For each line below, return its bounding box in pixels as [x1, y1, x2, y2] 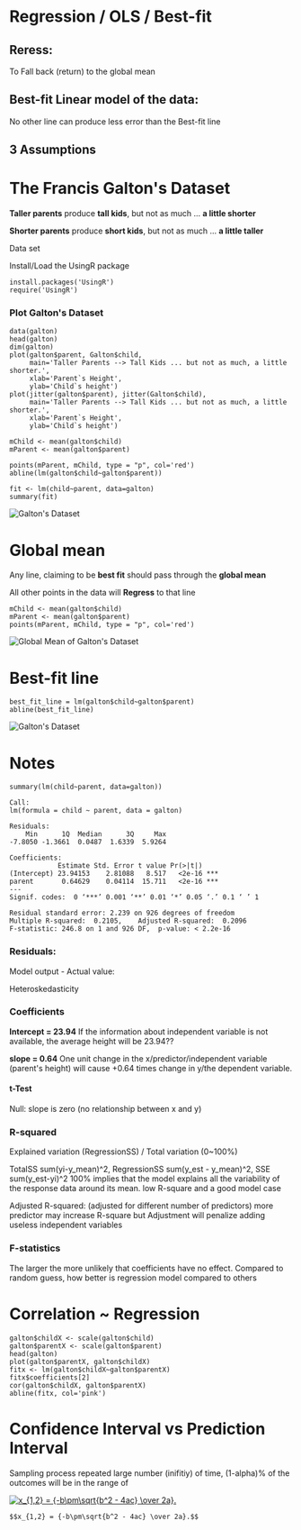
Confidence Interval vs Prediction [9, 1418, 266, 1439]
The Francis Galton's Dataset [9, 178, 231, 199]
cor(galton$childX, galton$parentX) [9, 1380, 146, 1389]
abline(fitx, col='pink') [9, 1389, 106, 1398]
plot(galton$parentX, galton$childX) [9, 1357, 151, 1366]
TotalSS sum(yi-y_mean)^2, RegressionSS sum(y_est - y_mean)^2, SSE [9, 1164, 271, 1175]
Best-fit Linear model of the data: [9, 92, 199, 107]
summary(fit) [9, 493, 58, 502]
